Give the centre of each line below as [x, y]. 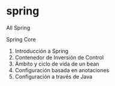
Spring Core [21, 39]
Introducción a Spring [42, 51]
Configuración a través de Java [54, 76]
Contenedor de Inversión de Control [59, 57]
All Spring [18, 28]
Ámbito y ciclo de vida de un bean [57, 64]
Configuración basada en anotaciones [62, 70]
